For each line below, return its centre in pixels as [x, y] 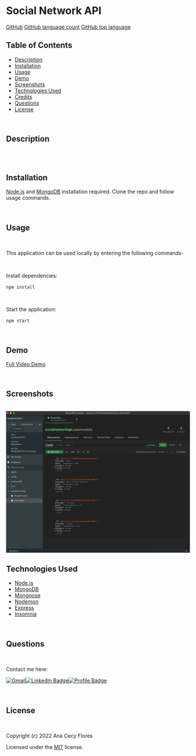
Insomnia [25, 614]
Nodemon [27, 602]
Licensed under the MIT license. [45, 747]
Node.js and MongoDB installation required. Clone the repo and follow [90, 192]
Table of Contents [39, 45]
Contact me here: [27, 669]
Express [24, 608]
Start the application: [31, 310]
